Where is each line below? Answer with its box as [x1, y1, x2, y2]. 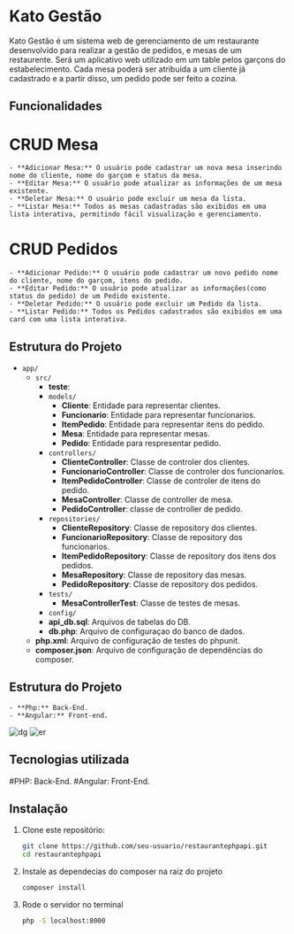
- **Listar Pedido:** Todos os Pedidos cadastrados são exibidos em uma [9, 307, 283, 316]
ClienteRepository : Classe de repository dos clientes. [61, 522, 258, 533]
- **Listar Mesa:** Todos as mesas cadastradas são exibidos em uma [9, 202, 267, 212]
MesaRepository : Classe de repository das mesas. [61, 569, 247, 581]
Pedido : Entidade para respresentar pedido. [61, 438, 222, 449]
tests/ [48, 591, 73, 599]
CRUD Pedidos [9, 239, 118, 259]
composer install [21, 884, 87, 892]
